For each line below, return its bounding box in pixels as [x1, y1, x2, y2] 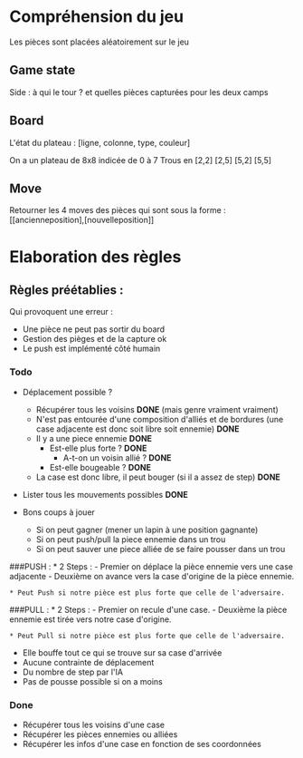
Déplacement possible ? [22, 386, 113, 397]
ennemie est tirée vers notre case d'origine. [9, 614, 172, 625]
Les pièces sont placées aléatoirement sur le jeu [9, 36, 190, 47]
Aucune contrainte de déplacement [22, 656, 155, 667]
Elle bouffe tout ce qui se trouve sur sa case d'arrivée [22, 646, 223, 658]
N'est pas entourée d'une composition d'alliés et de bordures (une [35, 413, 284, 424]
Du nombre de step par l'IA [22, 666, 124, 677]
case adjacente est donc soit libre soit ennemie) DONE [35, 423, 240, 434]
